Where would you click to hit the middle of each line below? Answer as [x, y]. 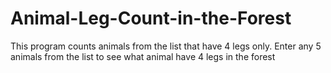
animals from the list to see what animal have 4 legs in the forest [143, 56]
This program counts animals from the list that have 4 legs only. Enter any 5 [166, 46]
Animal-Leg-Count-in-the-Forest [151, 18]
